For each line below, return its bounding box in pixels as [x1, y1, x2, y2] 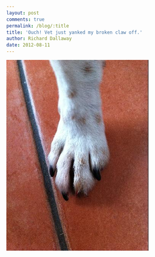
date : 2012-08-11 [6, 42, 50, 48]
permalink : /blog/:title [6, 23, 69, 29]
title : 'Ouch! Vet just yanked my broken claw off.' [6, 29, 143, 35]
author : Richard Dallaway [6, 35, 72, 42]
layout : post [6, 10, 40, 16]
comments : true [6, 16, 45, 23]
